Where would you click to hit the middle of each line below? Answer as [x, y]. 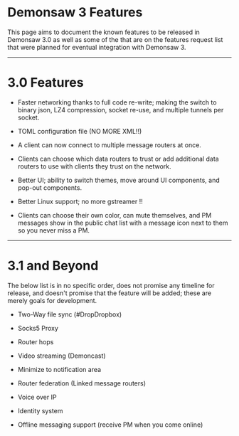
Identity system [40, 410]
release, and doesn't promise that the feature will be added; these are [110, 293]
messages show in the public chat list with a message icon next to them [123, 223]
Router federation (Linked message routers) [82, 383]
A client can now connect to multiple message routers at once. [109, 145]
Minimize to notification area [59, 369]
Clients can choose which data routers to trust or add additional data [118, 159]
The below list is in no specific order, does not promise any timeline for [111, 285]
